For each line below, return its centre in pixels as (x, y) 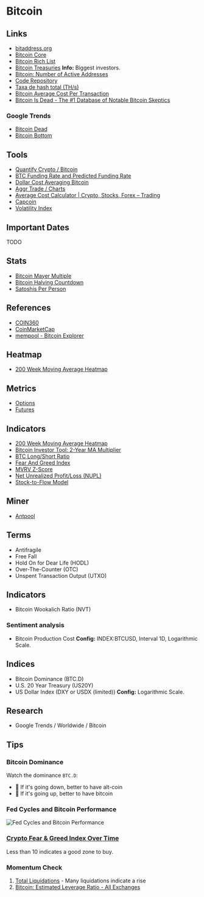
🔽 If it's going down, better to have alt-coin (69, 787)
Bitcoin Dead (31, 129)
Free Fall (26, 556)
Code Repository (36, 81)
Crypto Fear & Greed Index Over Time (63, 839)
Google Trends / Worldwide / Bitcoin (61, 725)
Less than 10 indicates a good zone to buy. (60, 851)
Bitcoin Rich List (35, 61)
